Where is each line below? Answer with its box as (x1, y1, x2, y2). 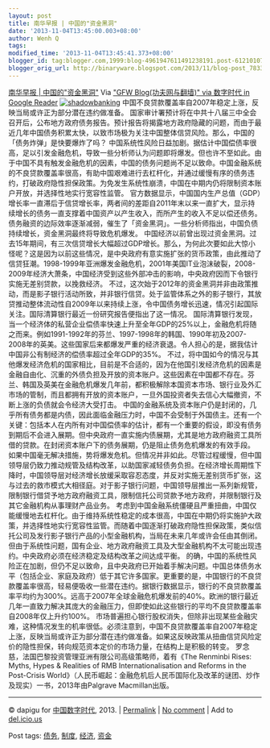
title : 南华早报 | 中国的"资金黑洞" (8, 19, 118, 27)
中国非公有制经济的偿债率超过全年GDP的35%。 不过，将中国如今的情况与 (8, 349, 252, 359)
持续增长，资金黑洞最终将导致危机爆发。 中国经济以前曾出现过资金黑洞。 (8, 228, 250, 238)
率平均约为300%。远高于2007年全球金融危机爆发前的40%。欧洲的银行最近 (8, 591, 259, 600)
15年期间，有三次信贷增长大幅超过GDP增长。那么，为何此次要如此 (14, 239, 235, 248)
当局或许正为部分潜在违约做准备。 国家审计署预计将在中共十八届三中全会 (14, 107, 257, 117)
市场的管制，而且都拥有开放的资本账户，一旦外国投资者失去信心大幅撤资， (8, 389, 255, 399)
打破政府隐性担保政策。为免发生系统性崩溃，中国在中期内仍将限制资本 (22, 178, 255, 188)
